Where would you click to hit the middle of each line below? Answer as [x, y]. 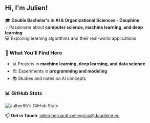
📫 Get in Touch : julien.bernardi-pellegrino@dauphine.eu [62, 116]
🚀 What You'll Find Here [34, 52]
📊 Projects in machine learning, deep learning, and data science [79, 64]
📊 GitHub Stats [24, 94]
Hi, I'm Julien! [26, 8]
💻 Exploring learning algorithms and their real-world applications [71, 38]
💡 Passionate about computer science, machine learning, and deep [74, 27]
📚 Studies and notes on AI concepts [49, 78]
